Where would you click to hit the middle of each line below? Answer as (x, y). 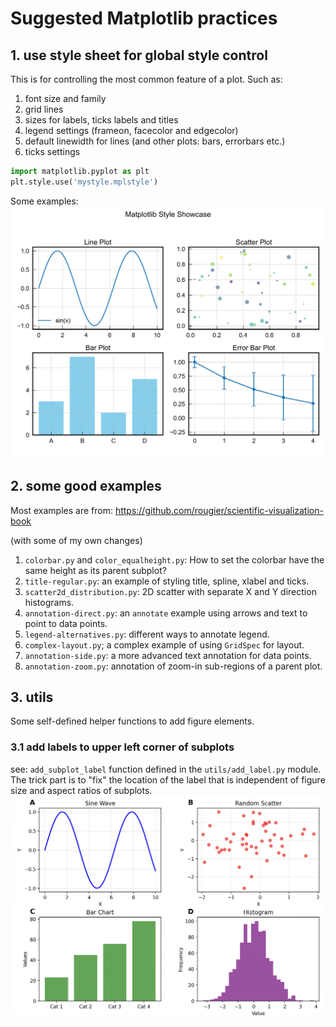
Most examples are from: (61, 510)
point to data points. (66, 623)
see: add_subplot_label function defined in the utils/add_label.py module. (166, 769)
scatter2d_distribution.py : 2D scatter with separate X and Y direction (170, 591)
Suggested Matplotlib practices (144, 18)
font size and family (65, 98)
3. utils (32, 697)
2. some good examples (86, 486)
